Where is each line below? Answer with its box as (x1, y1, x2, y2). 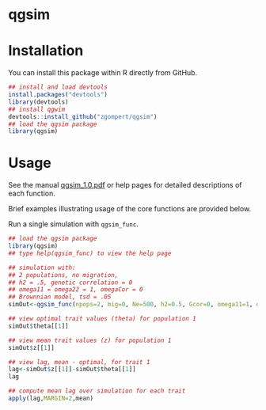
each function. (8, 188, 55, 199)
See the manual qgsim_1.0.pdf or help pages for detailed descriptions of (8, 180, 243, 190)
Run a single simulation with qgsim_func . (8, 219, 139, 229)
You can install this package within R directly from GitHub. (8, 68, 198, 78)
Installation (8, 42, 84, 60)
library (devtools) (8, 97, 69, 106)
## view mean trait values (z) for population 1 (8, 336, 172, 344)
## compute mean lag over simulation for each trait (8, 387, 186, 395)
